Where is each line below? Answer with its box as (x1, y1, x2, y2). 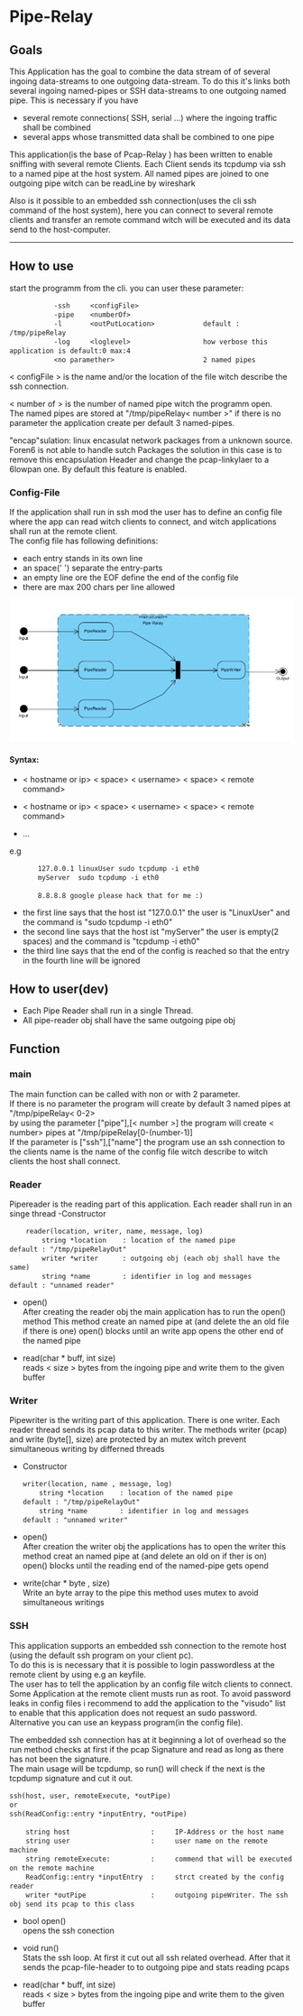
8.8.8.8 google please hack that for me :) (37, 892, 204, 901)
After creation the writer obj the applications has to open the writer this (22, 1541, 287, 1552)
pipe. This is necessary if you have (9, 95, 139, 106)
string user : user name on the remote (25, 1836, 269, 1845)
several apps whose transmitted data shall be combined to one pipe (22, 132, 275, 142)
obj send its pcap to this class (9, 1900, 135, 1909)
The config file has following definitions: (9, 535, 159, 547)
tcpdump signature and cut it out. (9, 1772, 133, 1783)
